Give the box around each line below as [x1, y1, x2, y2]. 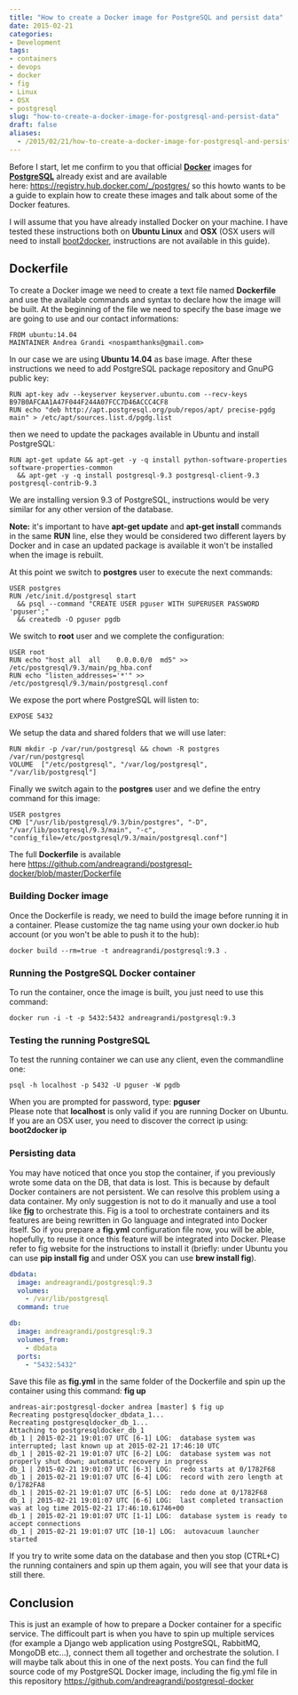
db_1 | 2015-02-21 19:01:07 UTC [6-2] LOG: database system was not [9, 1450, 272, 1458]
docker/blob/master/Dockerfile [9, 868, 122, 879]
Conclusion [9, 1595, 74, 1611]
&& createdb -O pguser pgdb [17, 615, 122, 623]
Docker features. [9, 199, 71, 210]
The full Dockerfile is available [9, 848, 122, 859]
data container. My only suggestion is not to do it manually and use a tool [9, 1195, 277, 1206]
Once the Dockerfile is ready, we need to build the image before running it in [9, 910, 288, 920]
